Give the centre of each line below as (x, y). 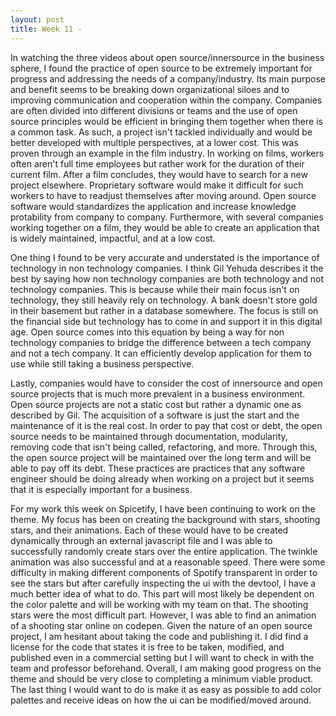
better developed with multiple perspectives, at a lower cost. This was (154, 142)
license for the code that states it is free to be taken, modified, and (147, 647)
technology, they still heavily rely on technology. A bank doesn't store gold (164, 300)
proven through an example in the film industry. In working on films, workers (167, 153)
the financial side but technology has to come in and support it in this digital (166, 321)
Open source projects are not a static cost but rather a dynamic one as (156, 404)
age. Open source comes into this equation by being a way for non (147, 332)
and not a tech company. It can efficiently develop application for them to (161, 353)
